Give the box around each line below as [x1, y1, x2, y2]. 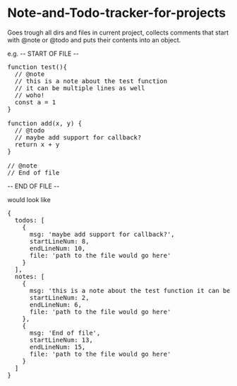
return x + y [14, 140, 60, 149]
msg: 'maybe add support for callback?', [29, 230, 175, 238]
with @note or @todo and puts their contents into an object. [7, 35, 181, 44]
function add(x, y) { [7, 119, 83, 127]
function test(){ [7, 63, 67, 71]
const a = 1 [14, 98, 56, 106]
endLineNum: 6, [29, 301, 83, 309]
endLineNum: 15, [29, 343, 86, 351]
